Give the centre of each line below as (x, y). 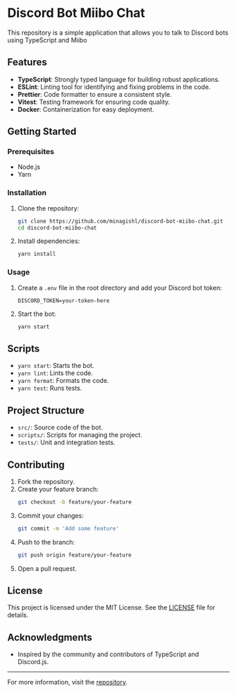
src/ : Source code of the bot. (60, 427)
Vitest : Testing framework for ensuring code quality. (94, 102)
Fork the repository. (46, 481)
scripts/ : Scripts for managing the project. (80, 435)
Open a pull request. (47, 568)
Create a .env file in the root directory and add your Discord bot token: (120, 288)
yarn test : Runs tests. (50, 388)
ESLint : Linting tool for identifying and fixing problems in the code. (114, 87)
